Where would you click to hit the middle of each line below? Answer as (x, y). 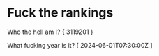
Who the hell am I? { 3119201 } (51, 32)
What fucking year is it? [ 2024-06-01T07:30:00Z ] (80, 45)
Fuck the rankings (60, 13)
